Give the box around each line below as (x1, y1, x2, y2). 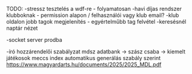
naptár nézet (6, 24, 38, 32)
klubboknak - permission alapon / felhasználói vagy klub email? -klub (6, 12, 179, 19)
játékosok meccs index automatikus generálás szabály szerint (6, 55, 161, 61)
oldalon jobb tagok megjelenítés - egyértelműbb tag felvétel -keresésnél (6, 18, 187, 25)
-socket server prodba (6, 36, 62, 43)
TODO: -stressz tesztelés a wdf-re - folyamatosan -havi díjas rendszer (6, 5, 182, 12)
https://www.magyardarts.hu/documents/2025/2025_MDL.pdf (6, 61, 162, 68)
